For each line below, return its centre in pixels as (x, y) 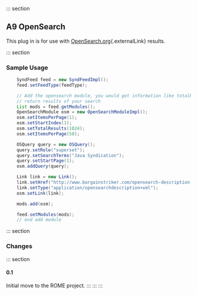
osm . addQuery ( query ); (43, 167)
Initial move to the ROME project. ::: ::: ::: (55, 285)
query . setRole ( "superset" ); (51, 150)
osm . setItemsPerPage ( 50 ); (48, 134)
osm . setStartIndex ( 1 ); (44, 123)
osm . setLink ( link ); (40, 193)
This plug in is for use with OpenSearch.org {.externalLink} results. (86, 41)
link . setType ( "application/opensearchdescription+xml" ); (88, 188)
